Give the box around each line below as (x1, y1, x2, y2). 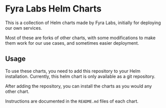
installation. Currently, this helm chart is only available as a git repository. (5, 73, 156, 79)
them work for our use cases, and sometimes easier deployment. (5, 40, 139, 46)
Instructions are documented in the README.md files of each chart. (5, 98, 139, 104)
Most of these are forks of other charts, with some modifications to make (5, 35, 156, 41)
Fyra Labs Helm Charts (5, 3, 101, 15)
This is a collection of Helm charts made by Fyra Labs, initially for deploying (5, 20, 161, 26)
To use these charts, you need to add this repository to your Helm (5, 68, 141, 74)
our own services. (5, 25, 42, 31)
